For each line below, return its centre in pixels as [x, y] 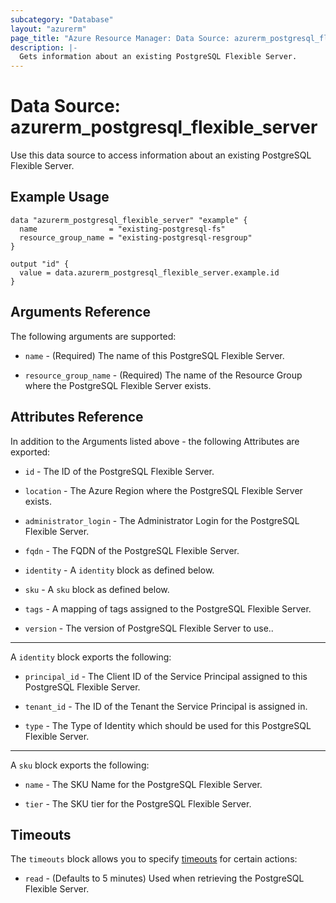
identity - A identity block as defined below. [119, 570]
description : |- [44, 47]
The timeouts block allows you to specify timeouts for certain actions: [154, 859]
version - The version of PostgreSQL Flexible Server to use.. [149, 628]
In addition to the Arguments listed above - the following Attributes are [155, 441]
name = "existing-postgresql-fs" [122, 229]
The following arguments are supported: [93, 336]
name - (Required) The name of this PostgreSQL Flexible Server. [154, 355]
